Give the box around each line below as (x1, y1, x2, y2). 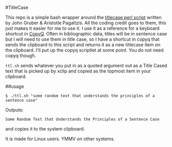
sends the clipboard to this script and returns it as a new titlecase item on (5, 42, 161, 48)
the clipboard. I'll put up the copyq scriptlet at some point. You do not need (5, 47, 164, 53)
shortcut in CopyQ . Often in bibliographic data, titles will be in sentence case (5, 31, 167, 36)
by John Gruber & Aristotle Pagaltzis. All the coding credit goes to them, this (5, 20, 166, 26)
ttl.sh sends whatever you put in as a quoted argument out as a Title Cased (5, 63, 167, 68)
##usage (5, 83, 25, 89)
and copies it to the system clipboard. (5, 126, 85, 132)
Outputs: (5, 107, 24, 113)
